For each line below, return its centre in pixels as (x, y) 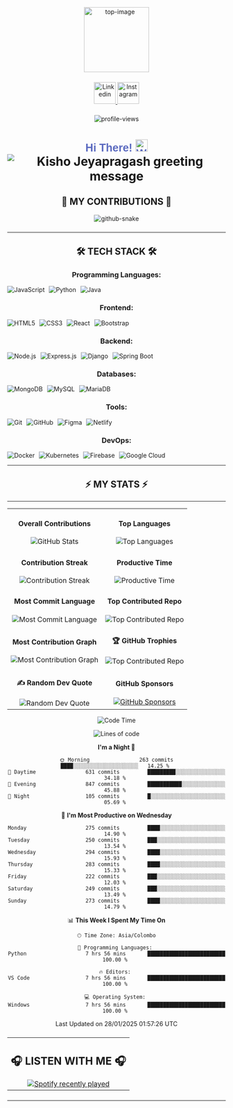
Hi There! (109, 148)
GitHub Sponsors (145, 684)
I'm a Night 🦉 (116, 747)
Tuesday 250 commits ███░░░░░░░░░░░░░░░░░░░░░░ (116, 840)
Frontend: (116, 308)
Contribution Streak (54, 563)
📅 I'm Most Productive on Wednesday (116, 815)
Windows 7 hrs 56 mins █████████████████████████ (116, 1005)
